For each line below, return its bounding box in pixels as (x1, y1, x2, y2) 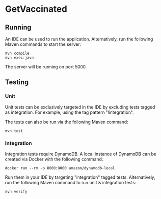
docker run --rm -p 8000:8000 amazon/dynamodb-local (5, 166, 115, 170)
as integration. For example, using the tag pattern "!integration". (5, 109, 134, 115)
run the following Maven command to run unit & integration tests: (5, 179, 136, 185)
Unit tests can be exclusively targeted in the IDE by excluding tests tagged (5, 104, 155, 110)
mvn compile (5, 51, 29, 56)
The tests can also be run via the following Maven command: (5, 119, 129, 125)
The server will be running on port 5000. (5, 64, 87, 69)
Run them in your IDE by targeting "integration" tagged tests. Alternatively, (5, 174, 156, 180)
